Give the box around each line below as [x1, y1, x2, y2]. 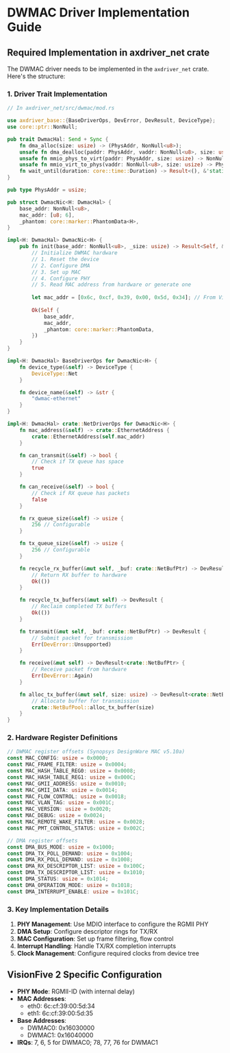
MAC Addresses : [16, 994, 66, 1002]
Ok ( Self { [31, 306, 60, 313]
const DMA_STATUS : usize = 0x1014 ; [7, 875, 109, 882]
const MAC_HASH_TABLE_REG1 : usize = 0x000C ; [7, 773, 136, 781]
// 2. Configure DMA [31, 262, 90, 269]
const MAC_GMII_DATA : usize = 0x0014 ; [7, 786, 118, 793]
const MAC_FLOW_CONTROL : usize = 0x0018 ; [7, 793, 127, 800]
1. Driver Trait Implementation [7, 89, 107, 99]
